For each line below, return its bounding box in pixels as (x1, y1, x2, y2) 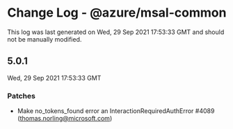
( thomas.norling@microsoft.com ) (17, 114, 113, 123)
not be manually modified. (7, 35, 82, 43)
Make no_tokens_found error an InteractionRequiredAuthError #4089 (17, 107, 215, 115)
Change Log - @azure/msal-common (7, 5, 227, 21)
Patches (7, 91, 36, 101)
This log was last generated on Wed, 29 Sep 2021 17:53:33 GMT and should (7, 28, 225, 36)
